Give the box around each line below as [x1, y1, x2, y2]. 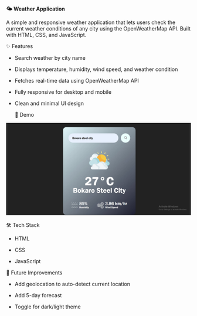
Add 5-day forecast [14, 291, 62, 298]
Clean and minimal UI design [14, 100, 84, 107]
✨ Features [6, 43, 33, 49]
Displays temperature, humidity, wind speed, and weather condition [14, 66, 178, 73]
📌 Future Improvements [6, 269, 63, 276]
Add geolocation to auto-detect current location [14, 280, 131, 287]
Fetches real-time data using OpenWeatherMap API [14, 77, 140, 84]
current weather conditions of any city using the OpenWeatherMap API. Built [6, 25, 191, 32]
